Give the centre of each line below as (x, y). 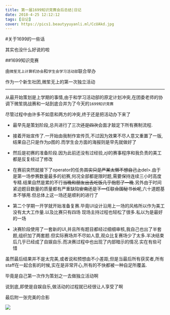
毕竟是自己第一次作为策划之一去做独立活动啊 (52, 276)
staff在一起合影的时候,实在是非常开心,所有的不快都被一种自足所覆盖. (76, 265)
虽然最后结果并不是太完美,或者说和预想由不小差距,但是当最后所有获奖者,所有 (85, 259)
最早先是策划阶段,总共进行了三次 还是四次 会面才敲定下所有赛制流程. (82, 125)
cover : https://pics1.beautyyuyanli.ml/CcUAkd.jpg (60, 24)
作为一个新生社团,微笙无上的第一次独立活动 (50, 82)
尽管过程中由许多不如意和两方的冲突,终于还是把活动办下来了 (68, 115)
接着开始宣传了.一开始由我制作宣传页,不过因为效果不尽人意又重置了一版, (88, 136)
